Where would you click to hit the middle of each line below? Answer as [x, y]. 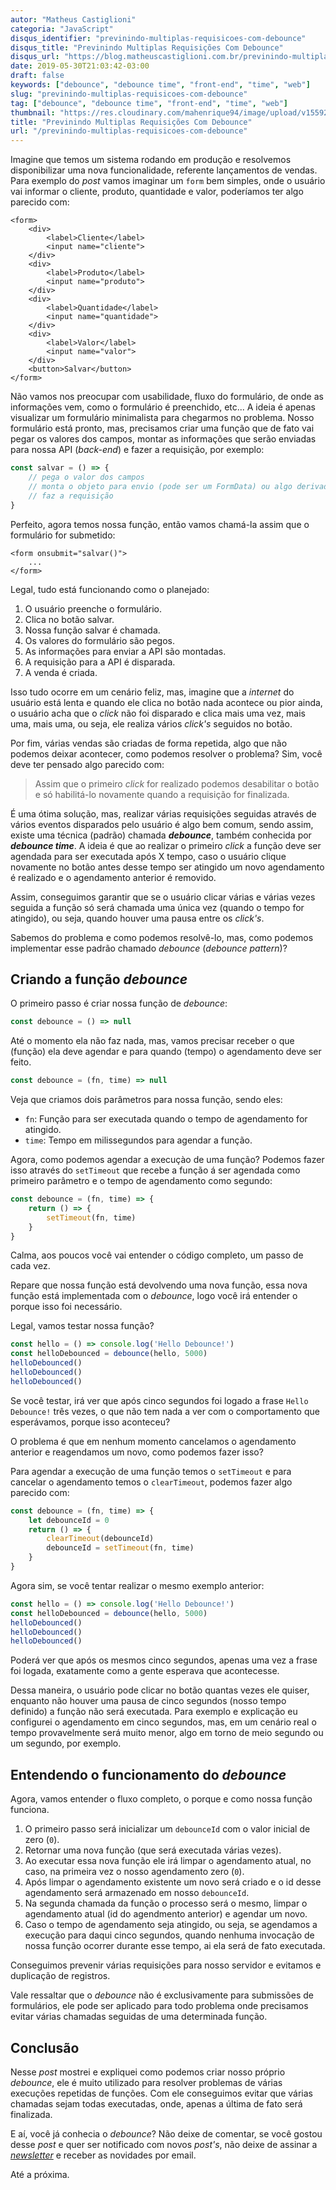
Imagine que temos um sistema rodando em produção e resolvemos [151, 160]
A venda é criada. [61, 672]
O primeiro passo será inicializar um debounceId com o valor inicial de [167, 1829]
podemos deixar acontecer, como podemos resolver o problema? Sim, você [166, 753]
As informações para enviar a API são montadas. [125, 651]
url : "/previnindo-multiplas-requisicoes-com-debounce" [129, 131]
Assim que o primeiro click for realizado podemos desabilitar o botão [177, 783]
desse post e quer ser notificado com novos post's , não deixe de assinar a [164, 2144]
